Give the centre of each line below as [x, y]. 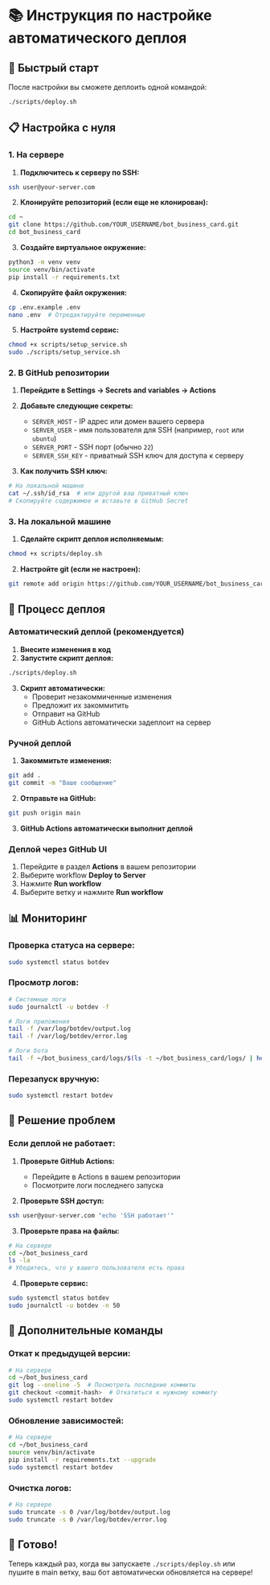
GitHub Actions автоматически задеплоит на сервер [121, 722]
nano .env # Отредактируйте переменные [77, 314]
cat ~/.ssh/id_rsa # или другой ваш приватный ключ [98, 494]
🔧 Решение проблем [62, 1121]
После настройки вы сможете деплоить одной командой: [108, 87]
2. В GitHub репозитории [59, 373]
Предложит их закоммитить [80, 705]
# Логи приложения [39, 1021]
